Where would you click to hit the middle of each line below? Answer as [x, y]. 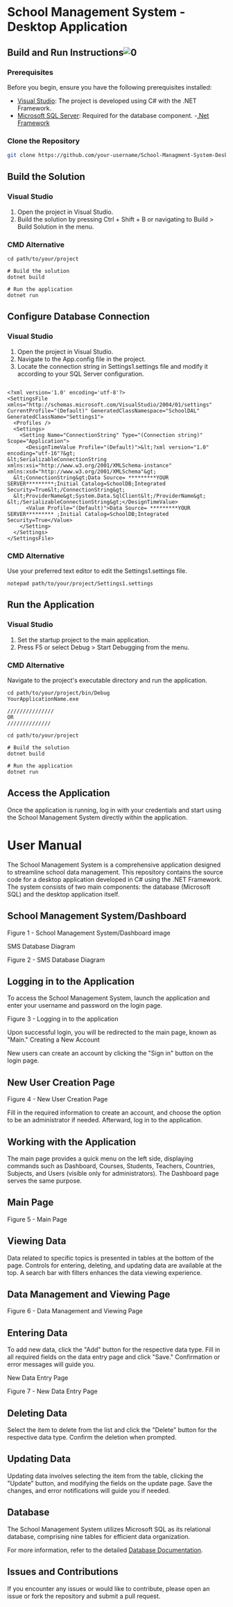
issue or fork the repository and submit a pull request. [84, 1596]
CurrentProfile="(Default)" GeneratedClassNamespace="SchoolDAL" [103, 410]
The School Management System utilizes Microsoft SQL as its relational [109, 1529]
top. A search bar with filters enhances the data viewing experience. [105, 1272]
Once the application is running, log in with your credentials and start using [114, 810]
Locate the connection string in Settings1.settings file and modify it [112, 366]
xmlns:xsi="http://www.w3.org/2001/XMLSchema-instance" [89, 465]
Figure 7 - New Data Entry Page [53, 1391]
